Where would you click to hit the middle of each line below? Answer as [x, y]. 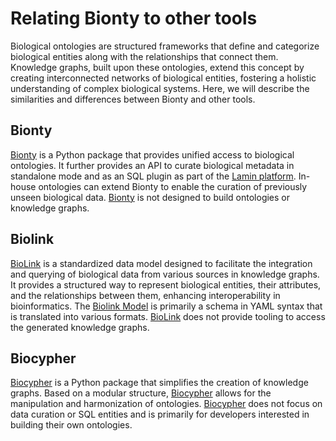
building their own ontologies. [71, 425]
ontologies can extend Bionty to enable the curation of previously [173, 186]
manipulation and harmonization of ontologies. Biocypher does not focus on [166, 404]
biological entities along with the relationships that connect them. [144, 56]
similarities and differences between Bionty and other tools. [133, 99]
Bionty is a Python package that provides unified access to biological [152, 154]
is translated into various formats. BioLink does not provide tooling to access [168, 316]
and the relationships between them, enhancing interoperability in [145, 295]
